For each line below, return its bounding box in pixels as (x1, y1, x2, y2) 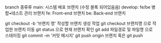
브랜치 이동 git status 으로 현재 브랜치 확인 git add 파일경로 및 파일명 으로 (14, 27, 153, 32)
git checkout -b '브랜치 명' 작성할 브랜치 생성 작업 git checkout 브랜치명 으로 (5, 21, 151, 26)
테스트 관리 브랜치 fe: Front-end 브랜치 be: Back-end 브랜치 (11, 10, 126, 16)
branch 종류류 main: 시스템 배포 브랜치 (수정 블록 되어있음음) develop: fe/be (5, 4, 151, 10)
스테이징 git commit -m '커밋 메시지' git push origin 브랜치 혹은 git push (5, 33, 143, 38)
